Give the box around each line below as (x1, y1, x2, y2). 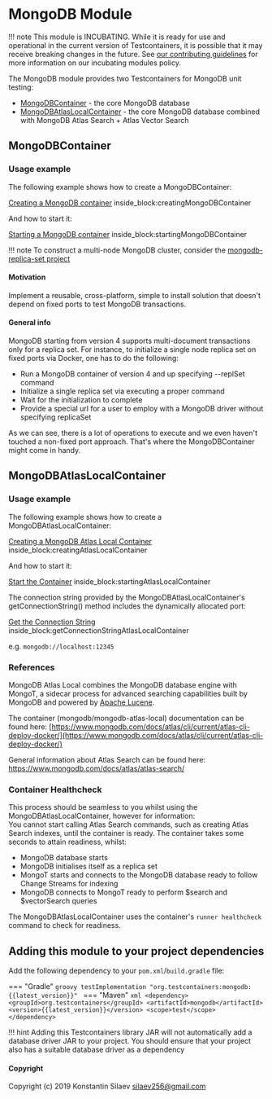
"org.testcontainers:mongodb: (149, 983, 252, 991)
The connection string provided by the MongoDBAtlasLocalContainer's (8, 592, 245, 602)
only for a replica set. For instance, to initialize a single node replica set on (8, 345, 257, 354)
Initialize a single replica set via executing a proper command (19, 386, 225, 396)
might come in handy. (8, 446, 81, 455)
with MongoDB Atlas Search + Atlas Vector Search (19, 115, 189, 125)
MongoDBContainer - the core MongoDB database (19, 98, 191, 108)
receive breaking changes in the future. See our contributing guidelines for (8, 49, 258, 59)
